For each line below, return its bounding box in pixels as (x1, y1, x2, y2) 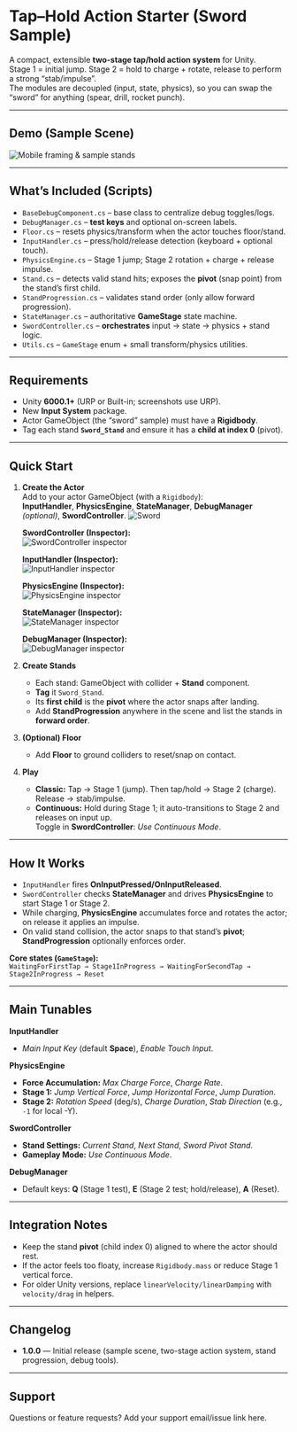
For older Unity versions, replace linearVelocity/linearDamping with (21, 1279, 272, 1289)
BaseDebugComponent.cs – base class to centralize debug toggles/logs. (21, 206, 276, 218)
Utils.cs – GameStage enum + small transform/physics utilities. (21, 339, 248, 349)
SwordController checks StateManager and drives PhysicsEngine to (21, 889, 274, 899)
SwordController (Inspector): (21, 527, 131, 538)
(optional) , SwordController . (21, 510, 126, 521)
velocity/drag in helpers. (21, 1288, 115, 1299)
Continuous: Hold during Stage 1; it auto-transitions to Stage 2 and (34, 803, 280, 813)
